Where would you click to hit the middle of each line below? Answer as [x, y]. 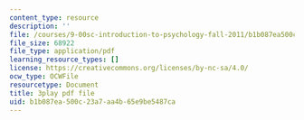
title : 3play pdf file [52, 93]
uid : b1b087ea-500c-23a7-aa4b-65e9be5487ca [93, 102]
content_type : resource [54, 18]
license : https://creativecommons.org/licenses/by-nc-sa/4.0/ [129, 69]
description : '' [40, 26]
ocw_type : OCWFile [44, 77]
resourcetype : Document [54, 85]
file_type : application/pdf [62, 51]
